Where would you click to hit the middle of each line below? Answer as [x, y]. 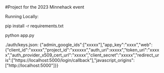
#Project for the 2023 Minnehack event [45, 7]
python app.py [20, 35]
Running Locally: [22, 16]
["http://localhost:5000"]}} [32, 65]
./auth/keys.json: [22, 45]
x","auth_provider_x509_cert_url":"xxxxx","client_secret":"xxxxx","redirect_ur [82, 55]
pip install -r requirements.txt [34, 26]
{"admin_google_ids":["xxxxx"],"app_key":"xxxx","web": [96, 45]
